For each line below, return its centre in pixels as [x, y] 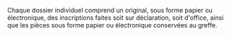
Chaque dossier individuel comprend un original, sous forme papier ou [110, 10]
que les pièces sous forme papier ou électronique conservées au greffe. [112, 25]
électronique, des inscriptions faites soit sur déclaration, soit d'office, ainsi [115, 18]
